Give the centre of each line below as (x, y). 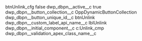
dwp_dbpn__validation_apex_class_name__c (51, 33)
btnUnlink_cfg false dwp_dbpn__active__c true (53, 7)
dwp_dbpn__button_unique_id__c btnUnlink (50, 17)
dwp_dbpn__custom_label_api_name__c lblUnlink (56, 23)
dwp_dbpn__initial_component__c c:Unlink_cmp (55, 28)
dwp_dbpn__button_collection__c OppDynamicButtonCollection (71, 12)
